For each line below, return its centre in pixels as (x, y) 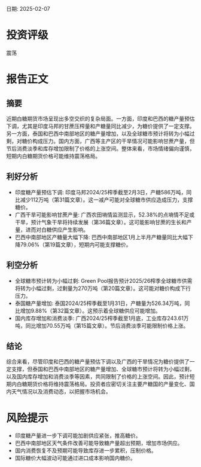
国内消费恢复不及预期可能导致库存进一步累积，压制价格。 (86, 451)
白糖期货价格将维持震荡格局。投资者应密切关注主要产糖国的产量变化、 (103, 384)
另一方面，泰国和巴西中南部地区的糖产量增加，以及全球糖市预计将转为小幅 (98, 133)
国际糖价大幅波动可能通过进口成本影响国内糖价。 (75, 458)
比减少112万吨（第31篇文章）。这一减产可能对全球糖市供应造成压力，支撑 (104, 200)
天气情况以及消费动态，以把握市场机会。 (61, 392)
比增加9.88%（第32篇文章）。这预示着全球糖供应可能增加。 (88, 310)
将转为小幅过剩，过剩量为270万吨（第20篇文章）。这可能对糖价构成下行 (103, 288)
